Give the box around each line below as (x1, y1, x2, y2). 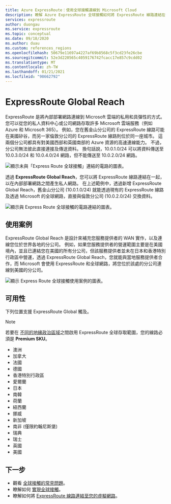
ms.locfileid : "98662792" (5, 74, 60, 79)
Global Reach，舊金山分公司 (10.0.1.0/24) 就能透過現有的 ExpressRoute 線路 (5, 186, 164, 192)
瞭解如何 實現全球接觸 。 (12, 487, 64, 493)
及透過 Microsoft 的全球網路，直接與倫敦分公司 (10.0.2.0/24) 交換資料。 (5, 193, 155, 199)
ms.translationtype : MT (5, 60, 56, 65)
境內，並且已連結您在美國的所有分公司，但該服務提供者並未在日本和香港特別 (5, 248, 166, 254)
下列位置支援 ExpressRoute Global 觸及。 (5, 309, 92, 315)
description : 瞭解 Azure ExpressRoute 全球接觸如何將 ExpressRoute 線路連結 (5, 12, 162, 17)
